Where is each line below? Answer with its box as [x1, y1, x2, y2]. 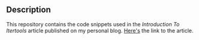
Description [6, 5, 51, 15]
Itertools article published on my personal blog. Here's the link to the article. [6, 27, 194, 34]
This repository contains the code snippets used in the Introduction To [6, 20, 180, 27]
